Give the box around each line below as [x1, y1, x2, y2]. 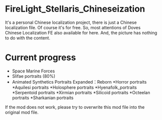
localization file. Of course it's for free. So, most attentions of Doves [5, 24, 141, 30]
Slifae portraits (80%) [12, 73, 56, 79]
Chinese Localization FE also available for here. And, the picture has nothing [5, 30, 158, 35]
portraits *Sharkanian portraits [12, 95, 74, 101]
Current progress [5, 52, 76, 63]
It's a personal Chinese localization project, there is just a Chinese [5, 19, 137, 25]
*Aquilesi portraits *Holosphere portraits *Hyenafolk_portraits [12, 84, 137, 90]
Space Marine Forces [12, 68, 55, 74]
